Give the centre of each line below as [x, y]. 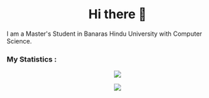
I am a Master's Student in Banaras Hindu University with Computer [104, 34]
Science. [19, 41]
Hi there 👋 [118, 14]
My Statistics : [32, 59]
